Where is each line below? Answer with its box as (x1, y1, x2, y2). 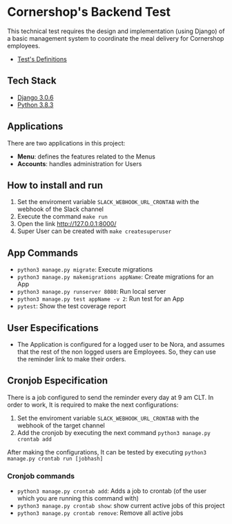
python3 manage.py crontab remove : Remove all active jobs (17, 509, 184, 517)
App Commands (7, 247, 79, 259)
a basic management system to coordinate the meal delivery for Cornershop (7, 34, 224, 42)
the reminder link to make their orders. (17, 355, 126, 363)
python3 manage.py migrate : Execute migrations (17, 265, 153, 274)
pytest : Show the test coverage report (17, 302, 126, 310)
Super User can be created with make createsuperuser (17, 227, 172, 235)
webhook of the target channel (17, 421, 105, 430)
